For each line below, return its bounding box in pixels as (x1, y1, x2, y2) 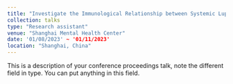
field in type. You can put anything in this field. (7, 69, 140, 77)
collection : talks (7, 17, 60, 24)
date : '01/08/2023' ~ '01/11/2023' (7, 36, 110, 43)
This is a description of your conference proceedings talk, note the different (7, 62, 224, 69)
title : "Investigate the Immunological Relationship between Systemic (7, 10, 216, 17)
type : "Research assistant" (7, 23, 89, 30)
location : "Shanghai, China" (7, 42, 92, 49)
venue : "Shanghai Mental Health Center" (7, 29, 126, 37)
